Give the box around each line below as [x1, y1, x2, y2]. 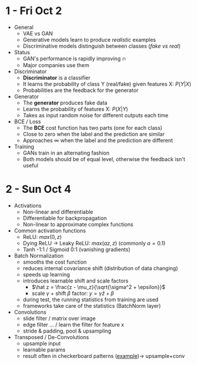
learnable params [22, 346, 66, 353]
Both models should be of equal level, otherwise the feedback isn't [22, 155, 185, 163]
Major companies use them [22, 61, 90, 68]
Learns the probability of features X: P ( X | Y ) [22, 105, 128, 113]
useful [22, 162, 39, 169]
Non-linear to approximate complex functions [22, 221, 134, 228]
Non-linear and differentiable [22, 208, 94, 215]
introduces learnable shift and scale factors [22, 277, 129, 284]
